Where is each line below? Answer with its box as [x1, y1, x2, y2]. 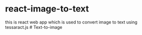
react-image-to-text [5, 3, 89, 14]
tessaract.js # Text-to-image [5, 24, 63, 30]
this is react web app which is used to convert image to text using [5, 19, 138, 25]
